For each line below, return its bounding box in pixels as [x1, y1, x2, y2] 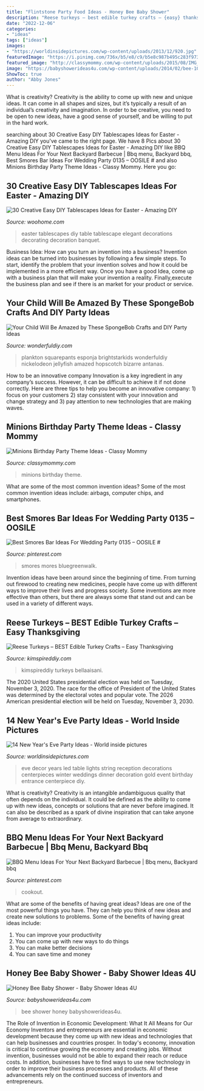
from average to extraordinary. [6, 815, 83, 822]
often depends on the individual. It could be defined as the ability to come [6, 796, 191, 802]
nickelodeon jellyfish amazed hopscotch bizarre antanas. [21, 360, 165, 368]
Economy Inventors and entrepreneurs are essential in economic [6, 1026, 168, 1033]
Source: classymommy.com [6, 459, 76, 467]
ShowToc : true [6, 71, 42, 77]
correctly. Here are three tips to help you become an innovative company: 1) [6, 385, 196, 392]
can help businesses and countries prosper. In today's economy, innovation [6, 1039, 195, 1046]
